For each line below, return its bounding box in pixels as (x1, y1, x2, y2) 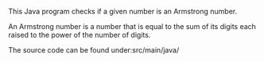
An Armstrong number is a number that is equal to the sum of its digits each (8, 22, 257, 31)
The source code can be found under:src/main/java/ (8, 46, 180, 54)
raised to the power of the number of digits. (8, 31, 151, 39)
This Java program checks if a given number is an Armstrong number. (8, 7, 238, 16)
